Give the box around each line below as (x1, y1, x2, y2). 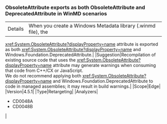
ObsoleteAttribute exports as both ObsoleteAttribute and (5, 4, 146, 11)
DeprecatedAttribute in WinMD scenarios (5, 10, 107, 17)
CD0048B (12, 104, 33, 110)
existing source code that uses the (5, 57, 76, 63)
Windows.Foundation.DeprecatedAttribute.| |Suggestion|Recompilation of (5, 52, 156, 58)
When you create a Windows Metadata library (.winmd (28, 22, 156, 29)
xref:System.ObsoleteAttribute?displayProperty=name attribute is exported (5, 41, 158, 47)
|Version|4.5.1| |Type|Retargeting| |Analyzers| (5, 89, 98, 95)
